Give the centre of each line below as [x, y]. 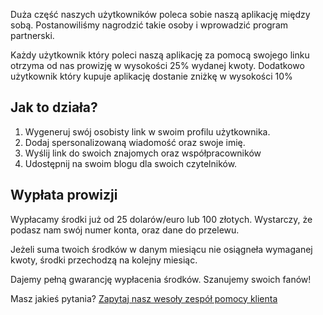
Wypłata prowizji [64, 195]
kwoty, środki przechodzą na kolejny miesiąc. [104, 260]
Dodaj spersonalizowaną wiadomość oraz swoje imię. [135, 142]
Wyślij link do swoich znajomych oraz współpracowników [143, 153]
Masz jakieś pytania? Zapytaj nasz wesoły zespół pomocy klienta [144, 298]
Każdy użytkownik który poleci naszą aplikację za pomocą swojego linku [160, 55]
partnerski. [32, 35]
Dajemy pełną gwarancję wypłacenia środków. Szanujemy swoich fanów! [161, 279]
